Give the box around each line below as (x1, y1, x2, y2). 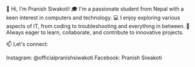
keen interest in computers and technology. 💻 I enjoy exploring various (6, 14, 181, 21)
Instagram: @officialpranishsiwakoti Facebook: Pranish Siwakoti (6, 54, 162, 61)
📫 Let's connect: (6, 41, 49, 48)
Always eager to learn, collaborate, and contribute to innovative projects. (6, 29, 184, 36)
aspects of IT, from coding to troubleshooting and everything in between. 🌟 (6, 23, 190, 29)
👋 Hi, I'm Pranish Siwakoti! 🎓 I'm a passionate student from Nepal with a (6, 5, 184, 12)
